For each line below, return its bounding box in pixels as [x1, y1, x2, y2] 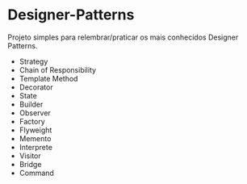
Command [19, 168, 54, 178]
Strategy [19, 56, 48, 66]
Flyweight [19, 125, 52, 135]
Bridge [19, 159, 42, 169]
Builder [19, 99, 44, 109]
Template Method [19, 73, 78, 83]
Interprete [19, 142, 53, 152]
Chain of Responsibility [19, 65, 97, 74]
